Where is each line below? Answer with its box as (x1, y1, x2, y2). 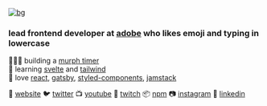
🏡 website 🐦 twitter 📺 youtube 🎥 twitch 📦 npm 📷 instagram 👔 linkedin (8, 89, 245, 99)
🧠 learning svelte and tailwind (8, 64, 106, 74)
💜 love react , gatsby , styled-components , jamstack (8, 73, 177, 83)
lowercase (8, 37, 51, 48)
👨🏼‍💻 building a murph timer (8, 56, 100, 66)
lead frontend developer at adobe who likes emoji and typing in (8, 27, 260, 39)
